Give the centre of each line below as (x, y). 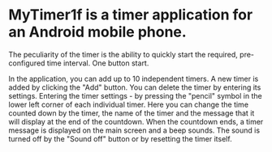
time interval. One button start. (98, 63)
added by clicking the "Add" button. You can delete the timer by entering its (135, 87)
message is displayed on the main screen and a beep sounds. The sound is (134, 130)
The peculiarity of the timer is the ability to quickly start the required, (123, 54)
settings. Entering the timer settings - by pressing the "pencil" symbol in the (135, 95)
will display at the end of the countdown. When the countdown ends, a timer (136, 121)
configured (27, 63)
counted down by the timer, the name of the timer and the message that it (132, 113)
